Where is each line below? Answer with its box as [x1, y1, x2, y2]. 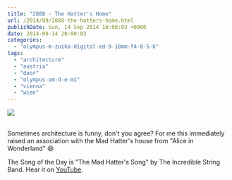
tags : [7, 50, 23, 57]
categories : [7, 37, 42, 44]
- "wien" [13, 89, 39, 96]
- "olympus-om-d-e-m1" [13, 76, 80, 83]
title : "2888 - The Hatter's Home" [7, 10, 112, 18]
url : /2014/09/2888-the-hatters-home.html [7, 17, 134, 24]
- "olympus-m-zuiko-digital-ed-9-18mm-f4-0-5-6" [13, 43, 159, 50]
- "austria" [13, 63, 49, 70]
